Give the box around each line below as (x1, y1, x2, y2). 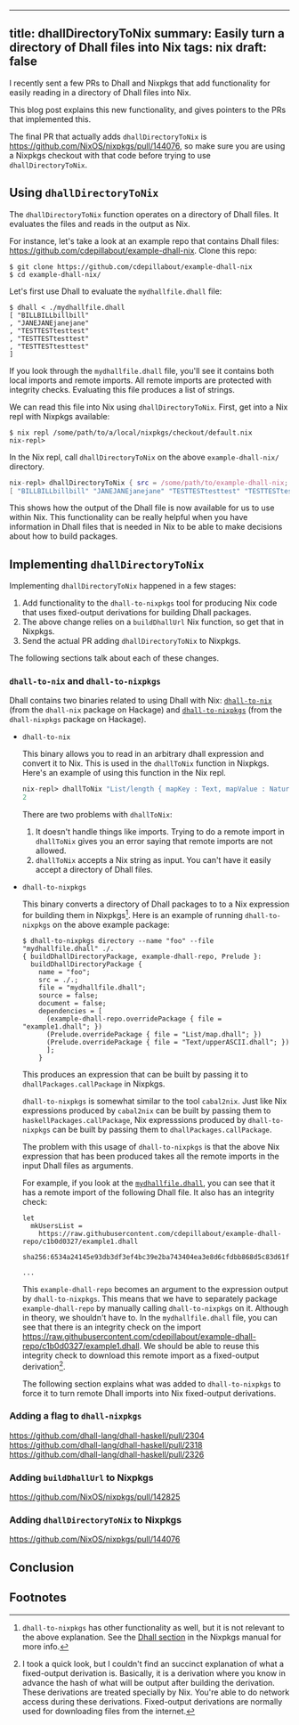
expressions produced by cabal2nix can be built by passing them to (21, 1105, 271, 1116)
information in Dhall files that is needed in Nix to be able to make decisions (9, 522, 283, 533)
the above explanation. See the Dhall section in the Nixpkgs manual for (21, 1631, 282, 1642)
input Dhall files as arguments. (21, 1159, 133, 1171)
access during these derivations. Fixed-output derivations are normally (21, 1696, 283, 1706)
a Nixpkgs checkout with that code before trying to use (9, 150, 211, 160)
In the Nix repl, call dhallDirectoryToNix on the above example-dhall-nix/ (9, 452, 279, 462)
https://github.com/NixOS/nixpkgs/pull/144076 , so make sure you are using (9, 140, 286, 151)
